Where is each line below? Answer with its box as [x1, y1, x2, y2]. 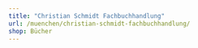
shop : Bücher [8, 27, 53, 35]
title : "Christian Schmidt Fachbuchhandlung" [8, 11, 165, 20]
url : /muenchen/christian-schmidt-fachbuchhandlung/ [8, 20, 191, 28]
